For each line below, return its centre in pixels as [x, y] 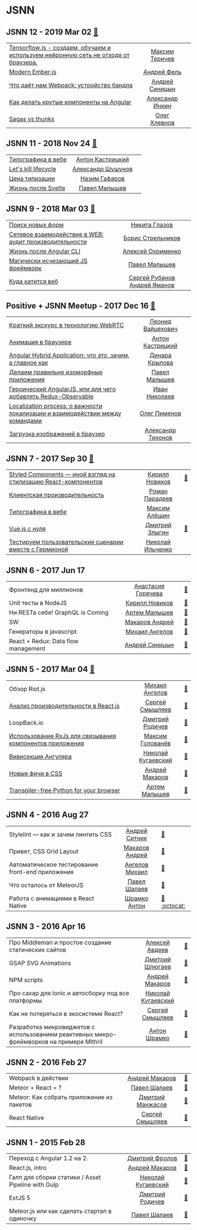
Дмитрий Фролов [152, 1158]
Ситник [137, 838]
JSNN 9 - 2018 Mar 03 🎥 [51, 209]
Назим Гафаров [102, 178]
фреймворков [29, 1041]
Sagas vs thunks [32, 119]
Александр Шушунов [103, 169]
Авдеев [158, 950]
